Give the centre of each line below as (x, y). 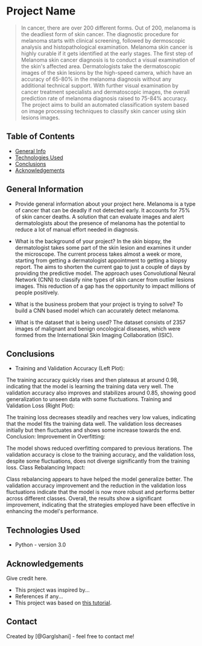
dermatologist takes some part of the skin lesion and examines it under (103, 247)
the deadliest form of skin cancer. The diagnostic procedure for (100, 34)
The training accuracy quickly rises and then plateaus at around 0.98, (93, 380)
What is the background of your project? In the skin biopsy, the (93, 241)
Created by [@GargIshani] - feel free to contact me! (70, 636)
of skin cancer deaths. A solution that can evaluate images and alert (99, 217)
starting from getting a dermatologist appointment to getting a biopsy (101, 260)
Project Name (41, 11)
